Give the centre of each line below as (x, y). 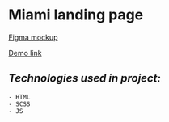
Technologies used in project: (85, 78)
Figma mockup (33, 37)
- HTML (19, 97)
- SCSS (19, 104)
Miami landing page (76, 15)
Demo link (25, 53)
